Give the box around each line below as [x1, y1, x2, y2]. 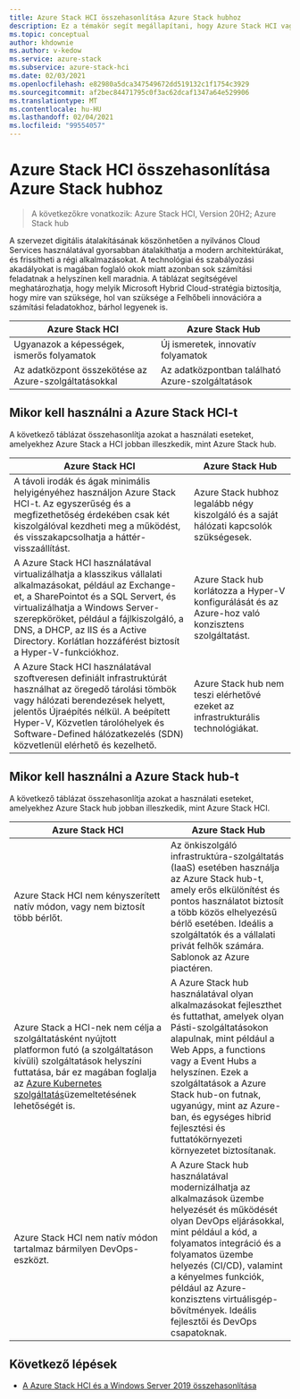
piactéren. [171, 962, 213, 974]
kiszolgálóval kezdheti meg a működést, [13, 520, 181, 532]
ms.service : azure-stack [9, 55, 102, 64]
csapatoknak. [171, 1326, 228, 1338]
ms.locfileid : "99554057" [9, 122, 105, 131]
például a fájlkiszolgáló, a [79, 612, 185, 624]
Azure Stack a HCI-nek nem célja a [13, 1021, 162, 1033]
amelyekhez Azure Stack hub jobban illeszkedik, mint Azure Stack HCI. [9, 802, 271, 813]
